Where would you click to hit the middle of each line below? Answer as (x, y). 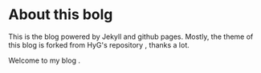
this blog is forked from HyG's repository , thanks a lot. (99, 44)
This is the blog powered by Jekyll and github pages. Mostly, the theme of (131, 36)
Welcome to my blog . (44, 60)
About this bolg (61, 15)
